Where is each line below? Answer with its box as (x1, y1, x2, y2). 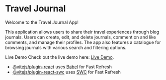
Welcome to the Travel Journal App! (5, 19, 79, 25)
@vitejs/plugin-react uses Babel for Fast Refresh (12, 64, 112, 70)
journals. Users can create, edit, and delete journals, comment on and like (5, 34, 156, 40)
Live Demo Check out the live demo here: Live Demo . (5, 54, 114, 60)
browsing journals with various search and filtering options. (5, 44, 127, 50)
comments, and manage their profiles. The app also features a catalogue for (5, 39, 161, 45)
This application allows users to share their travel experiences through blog (5, 29, 160, 35)
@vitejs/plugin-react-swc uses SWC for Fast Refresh (12, 69, 121, 75)
